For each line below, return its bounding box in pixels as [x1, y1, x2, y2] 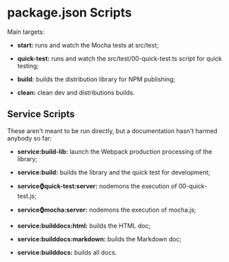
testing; [17, 61, 39, 70]
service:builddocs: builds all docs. [17, 248, 117, 256]
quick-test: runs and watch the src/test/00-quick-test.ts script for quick [17, 54, 222, 63]
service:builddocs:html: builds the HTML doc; [17, 221, 151, 230]
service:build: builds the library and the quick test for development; [17, 168, 210, 177]
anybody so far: [7, 134, 52, 142]
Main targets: [7, 28, 45, 36]
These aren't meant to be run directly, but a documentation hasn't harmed [7, 126, 218, 135]
